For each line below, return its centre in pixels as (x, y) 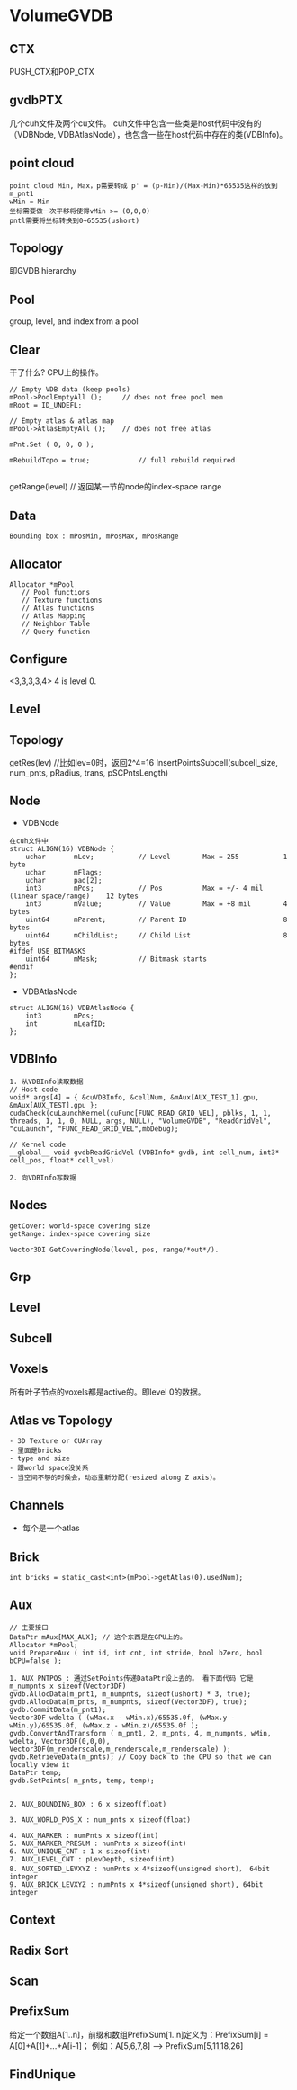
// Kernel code (38, 1144)
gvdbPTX (36, 100)
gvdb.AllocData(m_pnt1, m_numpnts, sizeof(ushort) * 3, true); (130, 1694)
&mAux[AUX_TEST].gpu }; (54, 1105)
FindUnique (43, 2075)
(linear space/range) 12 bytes (74, 896)
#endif (22, 967)
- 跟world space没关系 (49, 1468)
